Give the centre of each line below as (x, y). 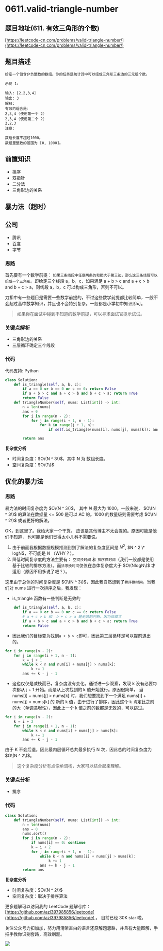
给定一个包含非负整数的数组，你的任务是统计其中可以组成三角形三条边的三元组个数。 (77, 74)
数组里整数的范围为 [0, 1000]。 (34, 143)
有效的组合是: (17, 109)
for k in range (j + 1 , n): (67, 425)
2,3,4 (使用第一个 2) (25, 114)
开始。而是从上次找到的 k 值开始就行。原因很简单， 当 (89, 690)
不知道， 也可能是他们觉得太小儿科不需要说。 (54, 537)
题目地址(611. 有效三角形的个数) (52, 28)
